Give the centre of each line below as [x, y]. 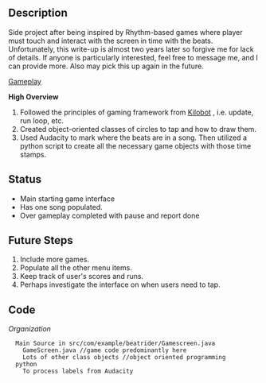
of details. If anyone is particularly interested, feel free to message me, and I [133, 57]
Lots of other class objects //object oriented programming [124, 358]
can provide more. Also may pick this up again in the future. [106, 66]
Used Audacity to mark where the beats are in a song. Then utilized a [133, 137]
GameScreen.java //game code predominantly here [105, 350]
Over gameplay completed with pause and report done [110, 215]
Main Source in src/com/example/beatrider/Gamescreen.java [115, 344]
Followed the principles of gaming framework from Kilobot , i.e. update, [137, 112]
